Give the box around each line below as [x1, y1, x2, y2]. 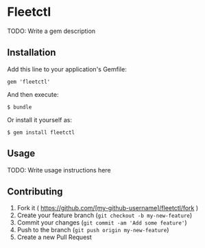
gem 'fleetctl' [7, 78, 51, 85]
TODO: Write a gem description [7, 27, 96, 35]
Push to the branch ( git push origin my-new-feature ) [16, 226, 169, 234]
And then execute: [7, 90, 59, 98]
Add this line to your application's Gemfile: [7, 65, 127, 73]
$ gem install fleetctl [7, 128, 75, 136]
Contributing [7, 185, 63, 197]
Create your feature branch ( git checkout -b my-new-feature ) [16, 211, 193, 220]
